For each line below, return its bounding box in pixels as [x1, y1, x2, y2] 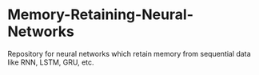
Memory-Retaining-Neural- [7, 6, 193, 24]
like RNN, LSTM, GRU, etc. [7, 57, 94, 67]
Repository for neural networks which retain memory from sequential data [7, 49, 251, 58]
